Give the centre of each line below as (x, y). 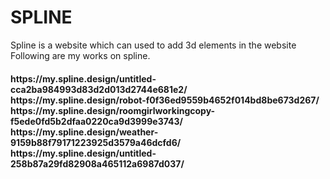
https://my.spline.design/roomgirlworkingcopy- (113, 110)
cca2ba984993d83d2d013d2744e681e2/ (99, 89)
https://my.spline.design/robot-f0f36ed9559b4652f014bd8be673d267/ (165, 100)
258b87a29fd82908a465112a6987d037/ (97, 163)
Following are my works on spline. (80, 55)
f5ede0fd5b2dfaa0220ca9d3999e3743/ (96, 121)
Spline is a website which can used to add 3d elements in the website (153, 45)
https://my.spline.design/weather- (84, 132)
